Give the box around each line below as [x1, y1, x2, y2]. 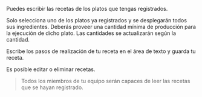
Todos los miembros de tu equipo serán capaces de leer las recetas [21, 78, 191, 84]
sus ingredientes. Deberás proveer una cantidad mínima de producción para [6, 23, 197, 30]
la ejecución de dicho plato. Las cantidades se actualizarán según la [6, 30, 177, 37]
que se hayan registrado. [21, 84, 83, 91]
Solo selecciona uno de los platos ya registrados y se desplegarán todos [6, 17, 187, 23]
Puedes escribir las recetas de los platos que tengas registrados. [6, 5, 168, 12]
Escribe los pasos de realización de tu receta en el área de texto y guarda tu [6, 48, 196, 55]
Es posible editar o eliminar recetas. [6, 66, 96, 73]
